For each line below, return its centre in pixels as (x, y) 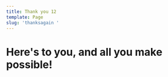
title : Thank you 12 (32, 12)
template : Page (25, 17)
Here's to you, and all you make (84, 52)
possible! (29, 64)
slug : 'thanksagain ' (33, 23)
